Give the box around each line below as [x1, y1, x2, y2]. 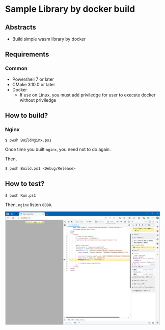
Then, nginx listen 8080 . [5, 202, 53, 208]
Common [5, 65, 28, 72]
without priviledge [19, 97, 56, 103]
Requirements [5, 50, 49, 59]
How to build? [5, 112, 48, 120]
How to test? [5, 180, 45, 188]
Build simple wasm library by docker [12, 36, 86, 42]
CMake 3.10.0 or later [12, 81, 55, 87]
